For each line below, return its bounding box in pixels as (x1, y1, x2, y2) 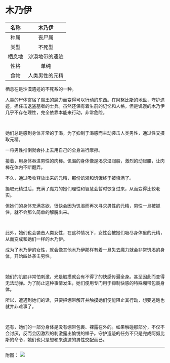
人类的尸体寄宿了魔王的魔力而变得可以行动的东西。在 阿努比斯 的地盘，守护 (5, 97, 160, 103)
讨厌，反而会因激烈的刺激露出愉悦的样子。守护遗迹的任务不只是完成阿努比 (9, 330, 165, 336)
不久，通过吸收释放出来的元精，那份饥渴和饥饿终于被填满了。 (5, 175, 134, 181)
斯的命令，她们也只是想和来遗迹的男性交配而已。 (5, 336, 107, 342)
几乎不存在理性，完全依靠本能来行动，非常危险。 (5, 109, 107, 115)
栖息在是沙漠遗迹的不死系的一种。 (5, 86, 76, 92)
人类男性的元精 (28, 72, 64, 79)
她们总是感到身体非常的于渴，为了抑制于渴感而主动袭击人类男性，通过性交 (5, 130, 160, 136)
